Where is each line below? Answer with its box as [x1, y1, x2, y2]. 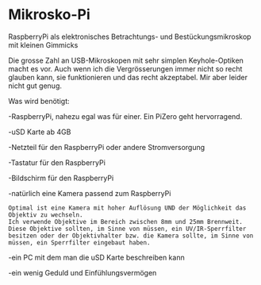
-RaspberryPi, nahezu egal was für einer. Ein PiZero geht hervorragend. [8, 111, 243, 121]
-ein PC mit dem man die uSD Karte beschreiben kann [8, 252, 185, 262]
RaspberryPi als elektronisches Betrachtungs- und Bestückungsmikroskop [8, 32, 251, 41]
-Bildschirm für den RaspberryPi [8, 173, 114, 183]
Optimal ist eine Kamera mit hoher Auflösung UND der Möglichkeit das [8, 204, 247, 212]
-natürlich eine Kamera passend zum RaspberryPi [8, 188, 171, 198]
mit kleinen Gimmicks [8, 40, 79, 49]
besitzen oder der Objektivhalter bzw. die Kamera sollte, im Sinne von [8, 232, 254, 240]
